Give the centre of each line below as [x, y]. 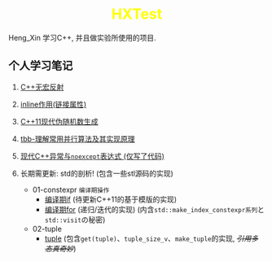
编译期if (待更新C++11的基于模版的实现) [111, 199]
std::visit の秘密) [75, 220]
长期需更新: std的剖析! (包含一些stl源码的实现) [97, 173]
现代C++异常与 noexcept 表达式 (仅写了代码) [92, 156]
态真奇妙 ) [60, 248]
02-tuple [47, 228]
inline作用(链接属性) [53, 104]
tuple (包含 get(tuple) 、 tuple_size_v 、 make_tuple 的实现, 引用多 [151, 238]
